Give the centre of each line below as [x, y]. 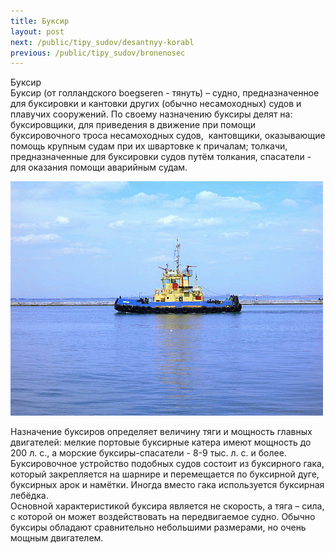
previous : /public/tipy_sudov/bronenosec [98, 53]
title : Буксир [40, 21]
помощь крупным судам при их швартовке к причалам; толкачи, [149, 146]
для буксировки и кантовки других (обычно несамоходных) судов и [156, 104]
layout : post [37, 31]
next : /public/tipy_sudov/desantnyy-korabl [102, 42]
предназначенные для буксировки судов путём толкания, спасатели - [161, 157]
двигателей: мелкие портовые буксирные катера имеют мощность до [161, 442]
